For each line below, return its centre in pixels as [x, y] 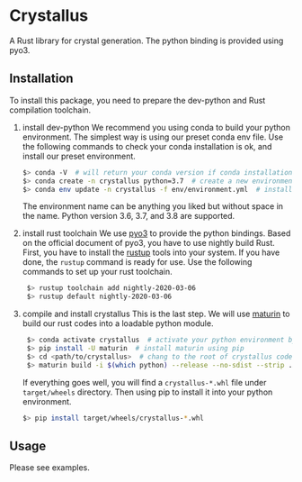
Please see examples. [49, 468]
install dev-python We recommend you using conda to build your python [156, 127]
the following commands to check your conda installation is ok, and [147, 146]
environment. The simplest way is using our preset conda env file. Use [153, 137]
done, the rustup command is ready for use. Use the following [137, 262]
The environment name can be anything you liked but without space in [153, 206]
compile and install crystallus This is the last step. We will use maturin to [156, 314]
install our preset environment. [79, 156]
